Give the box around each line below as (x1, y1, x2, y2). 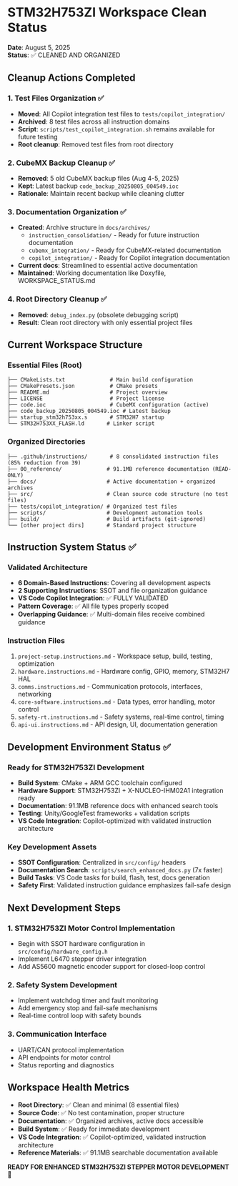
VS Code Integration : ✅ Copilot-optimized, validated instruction (17, 1132, 207, 1141)
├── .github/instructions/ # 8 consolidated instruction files (7, 453, 219, 460)
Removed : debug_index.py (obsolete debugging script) (17, 310, 179, 319)
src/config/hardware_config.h (17, 948, 109, 956)
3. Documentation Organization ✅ (7, 206, 127, 216)
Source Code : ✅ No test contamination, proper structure (17, 1108, 184, 1117)
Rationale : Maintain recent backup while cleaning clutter (17, 189, 184, 197)
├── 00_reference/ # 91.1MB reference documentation (7, 465, 209, 472)
